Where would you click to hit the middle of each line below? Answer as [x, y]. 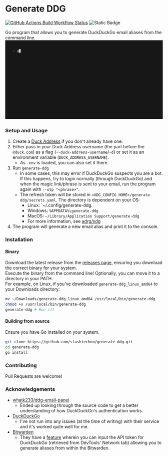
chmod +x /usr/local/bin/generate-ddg [45, 304]
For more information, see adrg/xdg [64, 221]
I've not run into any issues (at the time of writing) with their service [89, 421]
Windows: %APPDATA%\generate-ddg [63, 210]
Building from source [27, 321]
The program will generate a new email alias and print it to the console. [85, 226]
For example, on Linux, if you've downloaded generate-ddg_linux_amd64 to [81, 284]
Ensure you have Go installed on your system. [52, 332]
